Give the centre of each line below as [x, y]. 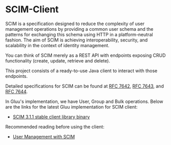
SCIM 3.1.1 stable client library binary [51, 117]
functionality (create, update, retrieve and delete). [58, 60]
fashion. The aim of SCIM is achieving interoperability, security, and [77, 40]
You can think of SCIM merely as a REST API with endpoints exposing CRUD [85, 55]
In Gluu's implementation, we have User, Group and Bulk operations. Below [84, 101]
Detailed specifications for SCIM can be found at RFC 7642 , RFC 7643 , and [84, 86]
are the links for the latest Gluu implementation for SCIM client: [71, 107]
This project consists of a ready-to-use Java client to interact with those [81, 71]
